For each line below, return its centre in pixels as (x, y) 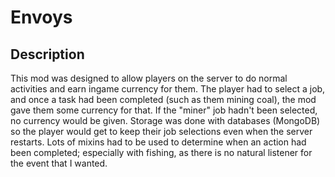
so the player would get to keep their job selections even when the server (161, 131)
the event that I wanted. (59, 163)
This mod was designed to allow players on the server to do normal (149, 78)
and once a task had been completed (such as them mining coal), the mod (163, 99)
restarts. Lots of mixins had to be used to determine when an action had (158, 142)
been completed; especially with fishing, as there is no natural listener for (161, 152)
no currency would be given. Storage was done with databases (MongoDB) (165, 120)
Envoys (41, 17)
